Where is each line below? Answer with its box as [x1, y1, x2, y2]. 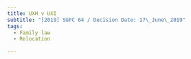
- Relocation [13, 36, 51, 43]
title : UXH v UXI [7, 10, 57, 17]
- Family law [13, 29, 51, 36]
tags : [7, 23, 23, 29]
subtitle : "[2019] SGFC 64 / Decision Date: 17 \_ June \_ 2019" [7, 16, 186, 23]
